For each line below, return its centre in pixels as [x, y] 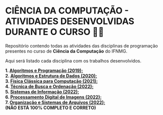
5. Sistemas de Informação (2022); [42, 91]
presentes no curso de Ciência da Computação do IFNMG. [66, 51]
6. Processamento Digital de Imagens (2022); [53, 97]
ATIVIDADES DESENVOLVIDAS [70, 21]
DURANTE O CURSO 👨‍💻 [55, 32]
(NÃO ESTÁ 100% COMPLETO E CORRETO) [51, 107]
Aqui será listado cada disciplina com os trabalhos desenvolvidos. [73, 60]
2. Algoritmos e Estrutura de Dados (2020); [51, 75]
